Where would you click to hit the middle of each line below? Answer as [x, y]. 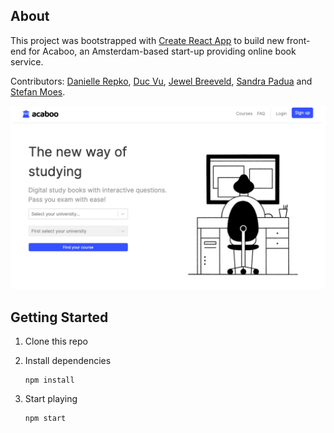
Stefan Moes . [38, 91]
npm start [45, 418]
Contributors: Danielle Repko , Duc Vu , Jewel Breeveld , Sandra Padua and [161, 81]
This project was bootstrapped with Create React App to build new [147, 40]
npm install [49, 380]
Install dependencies [68, 360]
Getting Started [59, 317]
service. [27, 61]
